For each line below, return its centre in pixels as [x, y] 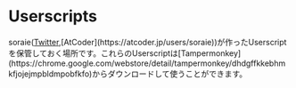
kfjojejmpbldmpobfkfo [49, 74]
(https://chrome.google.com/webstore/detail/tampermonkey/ [120, 63]
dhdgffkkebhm [259, 63]
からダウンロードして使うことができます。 [169, 74]
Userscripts [53, 16]
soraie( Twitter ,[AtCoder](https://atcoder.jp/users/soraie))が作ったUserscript [148, 42]
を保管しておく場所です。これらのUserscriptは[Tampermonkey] [125, 53]
